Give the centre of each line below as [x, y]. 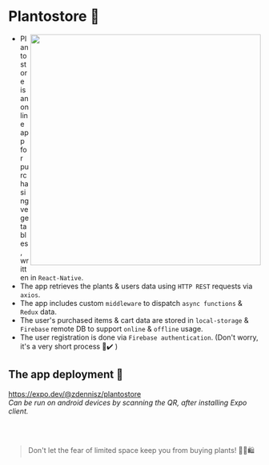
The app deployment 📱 [66, 375]
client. [18, 411]
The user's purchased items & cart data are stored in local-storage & [134, 320]
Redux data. [38, 312]
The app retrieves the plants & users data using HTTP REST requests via [136, 286]
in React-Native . [57, 277]
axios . [30, 294]
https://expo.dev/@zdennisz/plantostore [75, 394]
